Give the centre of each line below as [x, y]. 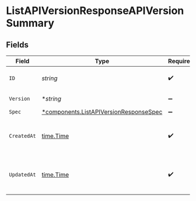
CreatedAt [22, 136]
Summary [30, 23]
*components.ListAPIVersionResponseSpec [102, 112]
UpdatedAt [22, 174]
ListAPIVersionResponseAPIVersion [95, 11]
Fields [17, 45]
